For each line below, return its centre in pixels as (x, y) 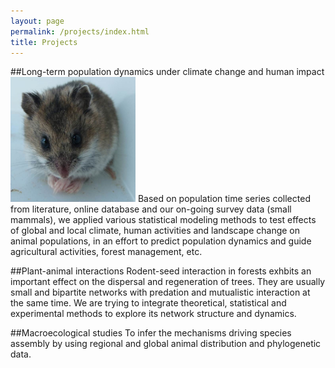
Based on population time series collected (224, 199)
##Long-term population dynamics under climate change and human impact (167, 72)
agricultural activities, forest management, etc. (106, 252)
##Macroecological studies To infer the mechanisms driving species (151, 333)
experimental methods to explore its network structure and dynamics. (153, 314)
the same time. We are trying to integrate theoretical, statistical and (148, 303)
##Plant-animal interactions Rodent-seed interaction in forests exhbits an (161, 271)
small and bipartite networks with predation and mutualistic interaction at (160, 292)
